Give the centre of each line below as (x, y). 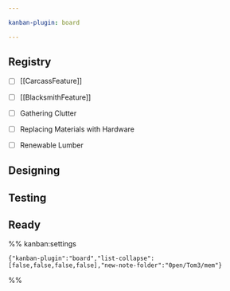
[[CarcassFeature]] (51, 81)
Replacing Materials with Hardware (77, 129)
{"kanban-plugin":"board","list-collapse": (82, 259)
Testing (27, 197)
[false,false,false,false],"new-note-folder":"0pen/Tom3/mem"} (115, 265)
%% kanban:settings (43, 244)
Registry (30, 62)
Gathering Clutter (48, 113)
